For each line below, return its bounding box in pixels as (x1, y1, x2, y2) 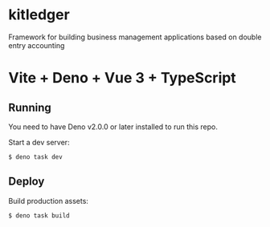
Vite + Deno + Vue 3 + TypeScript (8, 69, 237, 87)
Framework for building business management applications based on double (8, 32, 262, 42)
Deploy (8, 175, 45, 188)
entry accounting (8, 40, 65, 50)
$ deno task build (8, 211, 70, 220)
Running (8, 100, 52, 114)
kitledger (8, 6, 70, 24)
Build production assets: (8, 196, 88, 205)
